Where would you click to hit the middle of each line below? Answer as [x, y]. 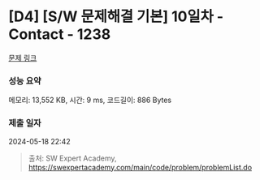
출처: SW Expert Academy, [72, 158]
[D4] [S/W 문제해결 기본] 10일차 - [116, 17]
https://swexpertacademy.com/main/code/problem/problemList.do [140, 167]
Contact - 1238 [60, 34]
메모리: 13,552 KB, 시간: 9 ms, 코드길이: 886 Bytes [90, 100]
